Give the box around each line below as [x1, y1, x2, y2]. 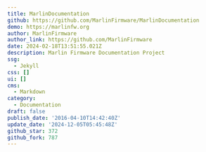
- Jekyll [13, 62, 39, 69]
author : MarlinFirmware [7, 29, 77, 37]
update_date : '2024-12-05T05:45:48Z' [7, 120, 118, 128]
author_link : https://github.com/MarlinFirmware [7, 36, 153, 43]
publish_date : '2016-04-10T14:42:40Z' [7, 114, 121, 121]
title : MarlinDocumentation [7, 10, 90, 18]
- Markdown [13, 88, 46, 95]
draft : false [7, 108, 46, 115]
